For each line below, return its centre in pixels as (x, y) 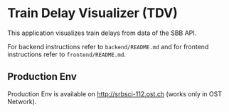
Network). (22, 101)
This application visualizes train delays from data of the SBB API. (102, 33)
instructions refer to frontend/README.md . (67, 54)
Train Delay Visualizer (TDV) (92, 13)
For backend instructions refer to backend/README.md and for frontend (108, 46)
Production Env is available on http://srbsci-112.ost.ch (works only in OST (115, 93)
